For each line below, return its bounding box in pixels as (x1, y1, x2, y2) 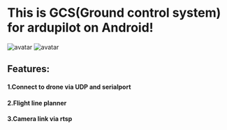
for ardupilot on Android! (7, 20, 154, 36)
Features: (7, 63, 50, 75)
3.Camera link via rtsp (7, 115, 73, 123)
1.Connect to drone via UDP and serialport (7, 82, 131, 91)
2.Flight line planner (7, 99, 67, 107)
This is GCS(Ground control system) (7, 5, 221, 21)
